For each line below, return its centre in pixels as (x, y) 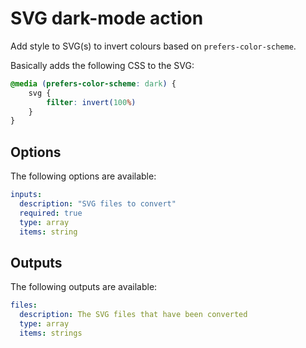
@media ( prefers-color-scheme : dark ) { (93, 83)
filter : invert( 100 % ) (91, 102)
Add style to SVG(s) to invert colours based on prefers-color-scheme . (153, 46)
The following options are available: (83, 176)
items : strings (51, 333)
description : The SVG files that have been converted (133, 315)
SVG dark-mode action (107, 18)
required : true (51, 213)
